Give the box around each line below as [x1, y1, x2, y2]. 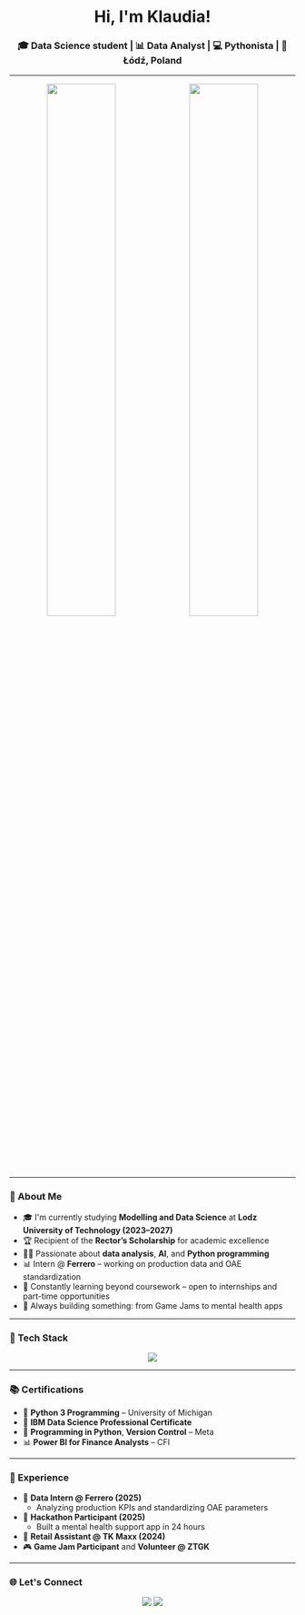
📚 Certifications [9, 1383, 84, 1396]
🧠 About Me [9, 1191, 63, 1203]
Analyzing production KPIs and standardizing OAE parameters [35, 1501, 269, 1512]
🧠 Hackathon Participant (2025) [22, 1511, 146, 1522]
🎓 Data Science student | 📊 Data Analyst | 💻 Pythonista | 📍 [17, 39, 288, 52]
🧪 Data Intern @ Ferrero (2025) [22, 1492, 143, 1503]
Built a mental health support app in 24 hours [35, 1520, 206, 1532]
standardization [22, 1271, 82, 1282]
